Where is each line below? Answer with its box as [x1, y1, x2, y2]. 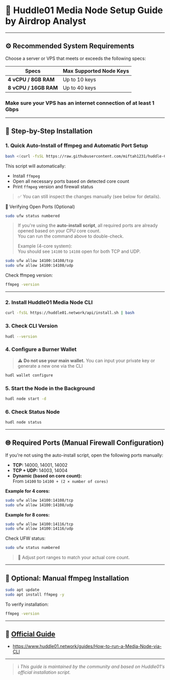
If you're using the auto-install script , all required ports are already [17, 222, 158, 229]
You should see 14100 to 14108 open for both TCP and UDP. [17, 248, 141, 254]
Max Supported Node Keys [62, 67, 130, 74]
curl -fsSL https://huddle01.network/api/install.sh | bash [5, 310, 135, 315]
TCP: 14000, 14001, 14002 [12, 462, 68, 468]
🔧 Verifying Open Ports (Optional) [5, 203, 75, 210]
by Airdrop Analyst [5, 15, 86, 27]
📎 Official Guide [5, 630, 56, 638]
